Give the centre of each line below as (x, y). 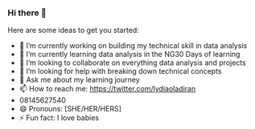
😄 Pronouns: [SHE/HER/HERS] (70, 109)
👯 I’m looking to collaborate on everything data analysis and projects (132, 62)
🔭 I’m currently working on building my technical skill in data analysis (133, 46)
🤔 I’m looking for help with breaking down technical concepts (120, 71)
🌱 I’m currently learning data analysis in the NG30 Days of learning (130, 54)
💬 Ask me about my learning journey (79, 80)
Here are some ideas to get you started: (74, 30)
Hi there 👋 (27, 13)
